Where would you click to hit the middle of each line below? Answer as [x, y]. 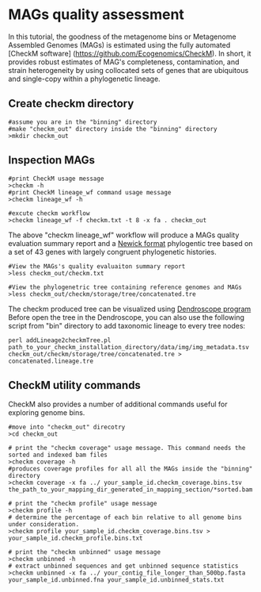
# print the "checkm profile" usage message [83, 504]
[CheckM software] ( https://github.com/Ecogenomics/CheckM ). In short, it [130, 53]
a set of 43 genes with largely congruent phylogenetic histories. [112, 252]
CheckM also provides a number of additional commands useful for [118, 404]
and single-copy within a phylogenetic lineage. [84, 79]
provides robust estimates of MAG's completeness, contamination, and [124, 62]
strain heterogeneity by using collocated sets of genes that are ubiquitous [129, 70]
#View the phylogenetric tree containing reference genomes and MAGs [125, 287]
